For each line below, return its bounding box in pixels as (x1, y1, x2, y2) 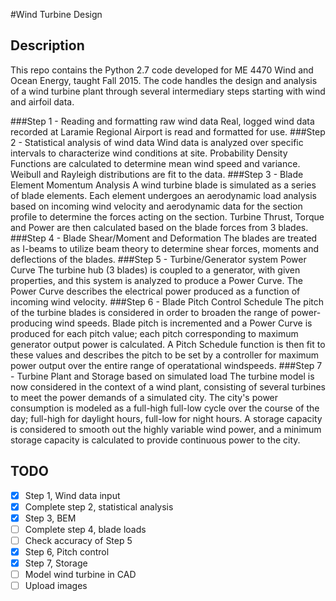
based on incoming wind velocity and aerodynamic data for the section (10, 200, 303, 212)
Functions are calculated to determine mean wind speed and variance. (10, 157, 301, 169)
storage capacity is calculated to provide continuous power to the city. (10, 434, 301, 446)
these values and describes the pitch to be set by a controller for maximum (10, 349, 320, 361)
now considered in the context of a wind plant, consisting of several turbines (10, 380, 326, 393)
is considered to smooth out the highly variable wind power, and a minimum (10, 423, 322, 435)
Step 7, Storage (24, 557, 88, 569)
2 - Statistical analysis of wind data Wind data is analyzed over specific (10, 136, 304, 148)
